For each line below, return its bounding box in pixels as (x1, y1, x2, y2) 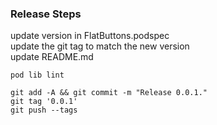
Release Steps (10, 7, 82, 21)
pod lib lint (10, 70, 65, 81)
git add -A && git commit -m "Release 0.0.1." (10, 88, 208, 98)
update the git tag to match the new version (10, 40, 190, 52)
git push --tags (10, 105, 78, 116)
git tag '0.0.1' (10, 97, 78, 107)
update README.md (10, 51, 94, 63)
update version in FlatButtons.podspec (10, 30, 170, 42)
